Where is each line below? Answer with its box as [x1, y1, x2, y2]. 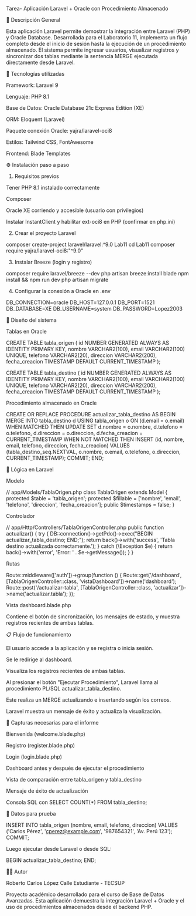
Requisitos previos [14, 173, 60, 180]
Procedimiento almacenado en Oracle [6, 399, 97, 406]
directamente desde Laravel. [6, 59, 75, 66]
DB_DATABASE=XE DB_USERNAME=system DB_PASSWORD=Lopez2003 [6, 305, 183, 312]
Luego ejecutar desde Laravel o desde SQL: [6, 846, 112, 852]
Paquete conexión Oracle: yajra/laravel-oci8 [6, 127, 112, 134]
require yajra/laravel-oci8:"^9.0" [6, 247, 84, 254]
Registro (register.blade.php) [6, 742, 75, 749]
